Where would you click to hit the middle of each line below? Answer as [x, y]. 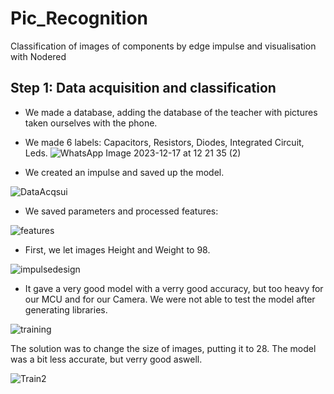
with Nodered [38, 56]
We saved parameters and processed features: [121, 211]
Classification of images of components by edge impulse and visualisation [163, 46]
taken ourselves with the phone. [91, 123]
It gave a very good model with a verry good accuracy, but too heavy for [174, 288]
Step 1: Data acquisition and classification [143, 88]
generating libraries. [66, 309]
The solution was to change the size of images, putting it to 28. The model [163, 348]
